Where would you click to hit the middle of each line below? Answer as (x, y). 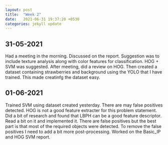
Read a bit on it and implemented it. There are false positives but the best (81, 121)
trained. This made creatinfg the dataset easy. (53, 77)
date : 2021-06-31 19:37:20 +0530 (42, 19)
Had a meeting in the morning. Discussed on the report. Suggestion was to (82, 56)
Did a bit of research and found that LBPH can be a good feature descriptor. (83, 115)
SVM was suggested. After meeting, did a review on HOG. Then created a (81, 67)
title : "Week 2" (23, 14)
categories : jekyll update (33, 24)
